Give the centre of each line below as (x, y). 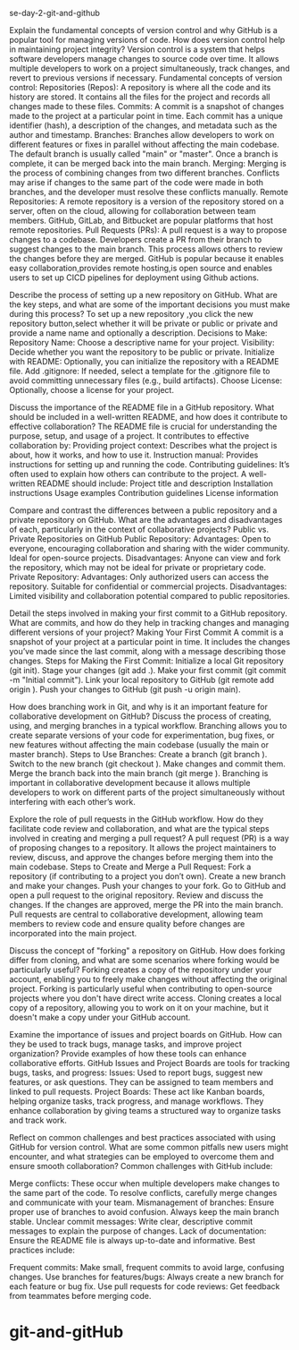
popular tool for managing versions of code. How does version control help (147, 40)
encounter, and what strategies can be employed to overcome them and (142, 1157)
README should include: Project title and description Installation (155, 483)
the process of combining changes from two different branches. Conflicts (145, 173)
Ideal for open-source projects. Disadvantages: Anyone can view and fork (145, 558)
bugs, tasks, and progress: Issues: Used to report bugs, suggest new (136, 1072)
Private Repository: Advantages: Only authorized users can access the (139, 577)
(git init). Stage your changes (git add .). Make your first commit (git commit (148, 670)
